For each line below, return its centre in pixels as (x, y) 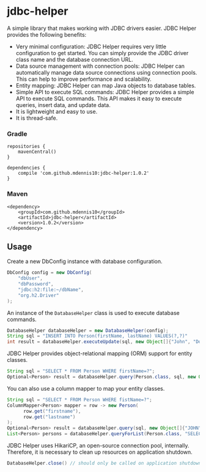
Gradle (17, 134)
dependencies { (26, 168)
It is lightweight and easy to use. (57, 111)
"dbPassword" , (36, 284)
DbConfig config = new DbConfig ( (50, 273)
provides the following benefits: (47, 34)
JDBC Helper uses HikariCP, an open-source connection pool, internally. (98, 446)
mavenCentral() (37, 152)
